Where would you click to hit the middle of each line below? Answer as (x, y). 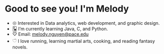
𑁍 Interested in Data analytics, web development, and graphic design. (86, 23)
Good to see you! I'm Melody (67, 9)
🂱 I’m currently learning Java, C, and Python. (60, 29)
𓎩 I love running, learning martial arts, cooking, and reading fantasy (84, 41)
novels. (20, 47)
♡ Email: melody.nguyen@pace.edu (50, 34)
